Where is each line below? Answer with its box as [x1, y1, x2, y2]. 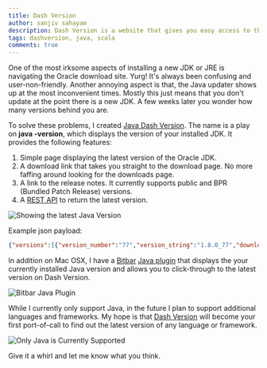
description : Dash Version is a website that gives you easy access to [8, 26, 250, 34]
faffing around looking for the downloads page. [19, 170, 175, 180]
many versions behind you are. [8, 105, 110, 115]
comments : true [8, 41, 59, 49]
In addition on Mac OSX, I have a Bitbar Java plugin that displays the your [8, 256, 249, 265]
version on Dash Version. [8, 273, 91, 282]
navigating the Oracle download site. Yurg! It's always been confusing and [8, 72, 252, 81]
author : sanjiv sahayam [8, 19, 87, 27]
